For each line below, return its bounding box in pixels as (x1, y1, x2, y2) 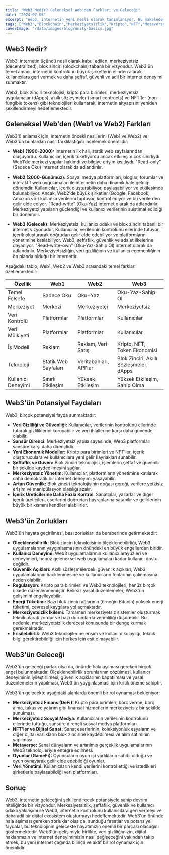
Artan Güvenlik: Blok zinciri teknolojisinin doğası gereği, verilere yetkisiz (12, 481, 163, 487)
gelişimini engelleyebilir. (12, 593, 62, 599)
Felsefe (8, 295, 25, 302)
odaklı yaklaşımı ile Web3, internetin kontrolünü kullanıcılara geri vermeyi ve (5, 808, 162, 813)
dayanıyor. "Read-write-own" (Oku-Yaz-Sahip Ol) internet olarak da (12, 242, 152, 248)
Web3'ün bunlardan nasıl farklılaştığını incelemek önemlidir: (5, 138, 128, 144)
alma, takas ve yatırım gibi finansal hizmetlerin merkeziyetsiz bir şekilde (12, 705, 161, 711)
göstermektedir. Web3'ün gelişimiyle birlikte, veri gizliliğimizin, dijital (5, 829, 146, 835)
